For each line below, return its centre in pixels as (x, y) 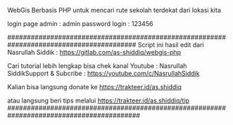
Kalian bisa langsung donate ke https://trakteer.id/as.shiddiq (94, 87)
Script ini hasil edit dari (171, 45)
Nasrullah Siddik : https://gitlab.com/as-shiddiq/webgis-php (94, 52)
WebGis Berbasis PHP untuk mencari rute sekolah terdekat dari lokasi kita (114, 10)
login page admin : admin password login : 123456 (80, 24)
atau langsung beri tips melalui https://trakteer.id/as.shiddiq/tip (99, 100)
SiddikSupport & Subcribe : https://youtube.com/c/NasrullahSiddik (103, 73)
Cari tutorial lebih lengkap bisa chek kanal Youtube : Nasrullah (97, 66)
